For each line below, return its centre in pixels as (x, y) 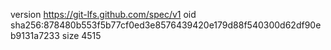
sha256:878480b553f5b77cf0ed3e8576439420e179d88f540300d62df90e (166, 25)
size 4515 (81, 35)
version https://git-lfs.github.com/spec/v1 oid (103, 14)
